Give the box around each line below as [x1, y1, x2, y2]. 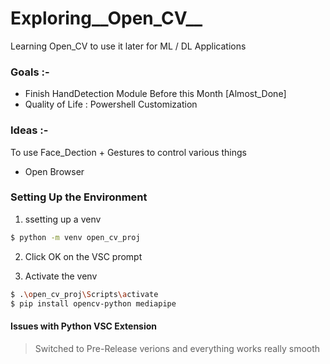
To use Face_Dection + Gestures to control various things [10, 146, 247, 158]
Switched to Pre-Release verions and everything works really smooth [34, 342, 321, 354]
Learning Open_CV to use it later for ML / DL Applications [10, 40, 247, 52]
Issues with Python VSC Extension [10, 320, 158, 332]
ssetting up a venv [24, 213, 102, 225]
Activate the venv [24, 270, 98, 282]
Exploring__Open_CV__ [10, 7, 203, 30]
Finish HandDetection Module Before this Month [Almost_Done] [24, 88, 287, 100]
